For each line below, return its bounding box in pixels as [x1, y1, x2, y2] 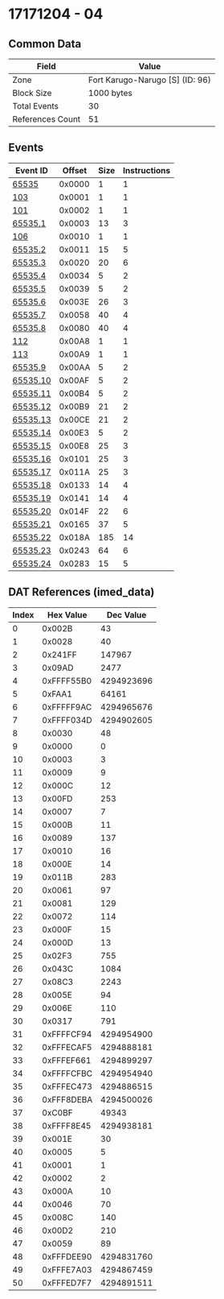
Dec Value [106, 609, 147, 620]
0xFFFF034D [42, 714, 92, 726]
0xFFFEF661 [42, 1054, 92, 1065]
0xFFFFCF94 [42, 1028, 92, 1040]
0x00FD [42, 792, 73, 804]
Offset [62, 164, 88, 176]
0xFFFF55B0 [42, 675, 92, 686]
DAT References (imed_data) [8, 585, 155, 599]
